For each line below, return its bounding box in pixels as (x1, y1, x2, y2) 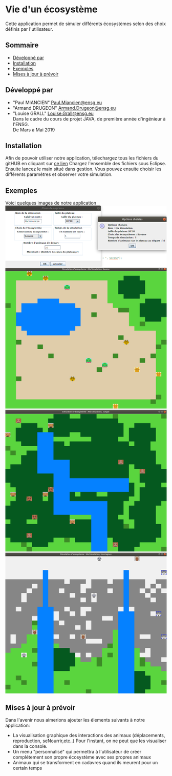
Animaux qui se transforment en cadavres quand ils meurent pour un (12, 760, 158, 766)
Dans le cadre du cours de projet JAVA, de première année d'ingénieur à (12, 115, 166, 122)
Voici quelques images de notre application (5, 200, 96, 206)
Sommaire (5, 41, 39, 50)
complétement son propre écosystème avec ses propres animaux (12, 754, 152, 760)
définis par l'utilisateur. (5, 26, 54, 32)
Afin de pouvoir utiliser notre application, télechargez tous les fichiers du (5, 155, 159, 161)
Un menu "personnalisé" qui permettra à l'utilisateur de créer (12, 749, 142, 755)
